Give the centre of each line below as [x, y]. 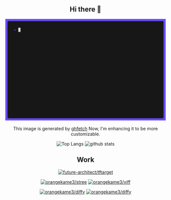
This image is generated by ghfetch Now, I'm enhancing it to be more [85, 128]
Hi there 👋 [85, 9]
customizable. [85, 134]
